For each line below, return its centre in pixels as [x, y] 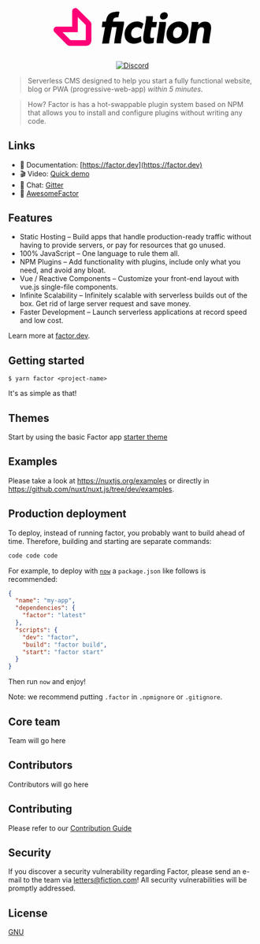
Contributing [40, 809]
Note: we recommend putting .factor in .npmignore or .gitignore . [115, 697]
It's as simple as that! [43, 394]
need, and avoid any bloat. [63, 270]
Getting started [46, 360]
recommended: [33, 579]
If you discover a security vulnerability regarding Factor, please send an [124, 872]
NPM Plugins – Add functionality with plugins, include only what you [130, 262]
